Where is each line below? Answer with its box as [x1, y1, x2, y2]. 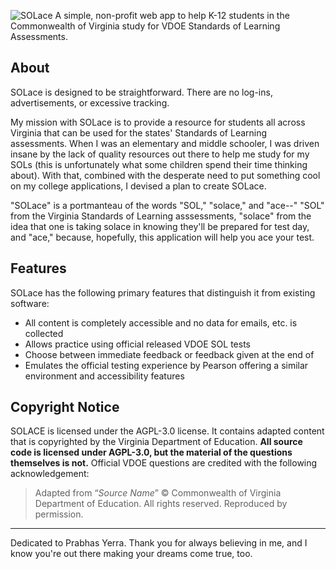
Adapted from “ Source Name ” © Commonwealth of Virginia [34, 487, 282, 499]
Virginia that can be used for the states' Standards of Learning [10, 126, 268, 139]
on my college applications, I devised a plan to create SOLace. [10, 180, 267, 192]
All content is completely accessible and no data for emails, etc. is [24, 316, 298, 329]
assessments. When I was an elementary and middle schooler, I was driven [10, 137, 320, 149]
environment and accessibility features [24, 370, 185, 382]
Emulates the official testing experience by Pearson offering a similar [24, 359, 309, 371]
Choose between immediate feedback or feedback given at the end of [24, 348, 315, 360]
